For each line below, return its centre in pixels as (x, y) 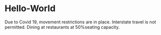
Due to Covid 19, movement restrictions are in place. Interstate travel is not (80, 22)
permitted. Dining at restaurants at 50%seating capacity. (62, 27)
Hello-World (30, 9)
